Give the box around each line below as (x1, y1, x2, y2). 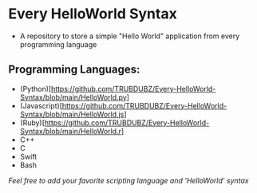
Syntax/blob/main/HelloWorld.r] (19, 126, 125, 136)
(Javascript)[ (19, 100, 62, 110)
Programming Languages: (8, 63, 140, 77)
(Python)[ (19, 84, 52, 93)
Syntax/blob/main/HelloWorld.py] (19, 93, 130, 102)
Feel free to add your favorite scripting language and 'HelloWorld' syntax (8, 175, 249, 185)
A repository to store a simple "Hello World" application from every (19, 31, 240, 41)
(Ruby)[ (19, 117, 45, 128)
